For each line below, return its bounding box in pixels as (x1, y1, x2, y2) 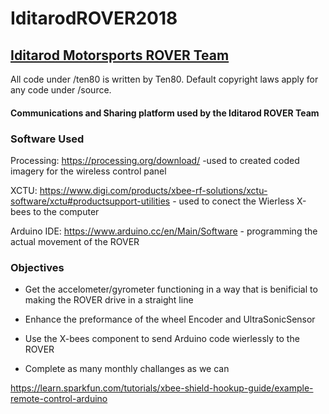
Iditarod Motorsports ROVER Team (10, 47, 230, 64)
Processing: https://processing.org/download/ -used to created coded (10, 154, 300, 166)
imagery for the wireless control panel (10, 165, 167, 177)
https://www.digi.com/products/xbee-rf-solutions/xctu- (39, 184, 268, 196)
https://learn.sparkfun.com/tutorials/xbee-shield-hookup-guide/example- (10, 382, 314, 394)
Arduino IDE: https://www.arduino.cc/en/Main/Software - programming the (10, 225, 318, 237)
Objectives (10, 260, 65, 274)
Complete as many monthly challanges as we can (24, 363, 230, 375)
